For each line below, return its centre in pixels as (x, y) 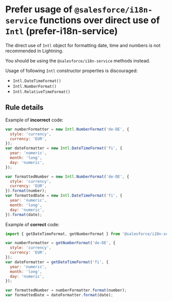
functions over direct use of (100, 20)
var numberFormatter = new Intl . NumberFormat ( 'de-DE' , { (67, 129)
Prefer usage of (39, 9)
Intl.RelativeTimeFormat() (41, 92)
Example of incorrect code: (35, 120)
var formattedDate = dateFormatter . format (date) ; (59, 295)
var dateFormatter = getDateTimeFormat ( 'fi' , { (57, 262)
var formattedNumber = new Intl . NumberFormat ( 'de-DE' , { (67, 177)
